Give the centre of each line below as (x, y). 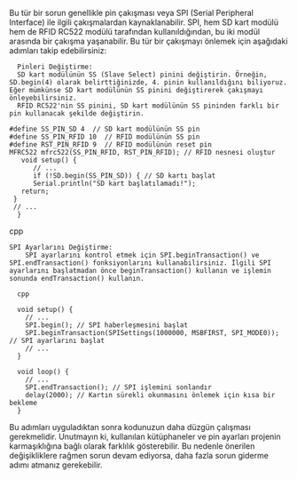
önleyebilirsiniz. (43, 98)
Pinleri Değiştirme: (55, 67)
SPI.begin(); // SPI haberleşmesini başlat (107, 325)
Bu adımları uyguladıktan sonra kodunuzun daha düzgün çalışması (130, 427)
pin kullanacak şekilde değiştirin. (77, 114)
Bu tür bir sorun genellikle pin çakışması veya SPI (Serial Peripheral (132, 13)
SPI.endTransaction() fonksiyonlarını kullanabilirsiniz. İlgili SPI (141, 263)
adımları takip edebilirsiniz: (58, 51)
